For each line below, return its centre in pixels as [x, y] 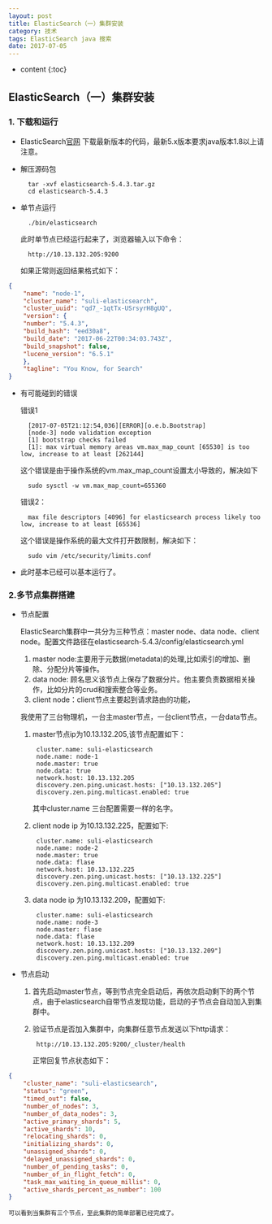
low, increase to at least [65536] [80, 525]
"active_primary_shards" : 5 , [72, 1122]
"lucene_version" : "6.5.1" [69, 354]
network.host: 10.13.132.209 [86, 944]
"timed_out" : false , [58, 1099]
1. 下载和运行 [33, 122]
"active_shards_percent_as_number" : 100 [92, 1189]
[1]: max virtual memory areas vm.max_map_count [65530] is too [139, 447]
